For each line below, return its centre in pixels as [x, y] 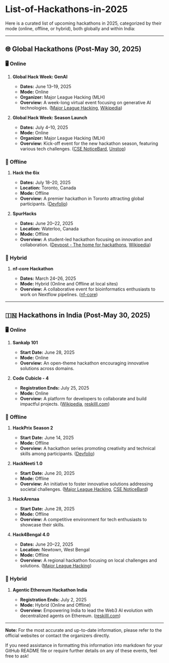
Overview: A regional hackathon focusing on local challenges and [89, 560]
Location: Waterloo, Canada [49, 229]
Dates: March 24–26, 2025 [48, 278]
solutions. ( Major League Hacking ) [56, 566]
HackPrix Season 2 [33, 428]
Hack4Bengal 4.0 [31, 535]
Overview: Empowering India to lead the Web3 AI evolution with [87, 610]
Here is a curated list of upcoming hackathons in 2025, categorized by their [83, 23]
